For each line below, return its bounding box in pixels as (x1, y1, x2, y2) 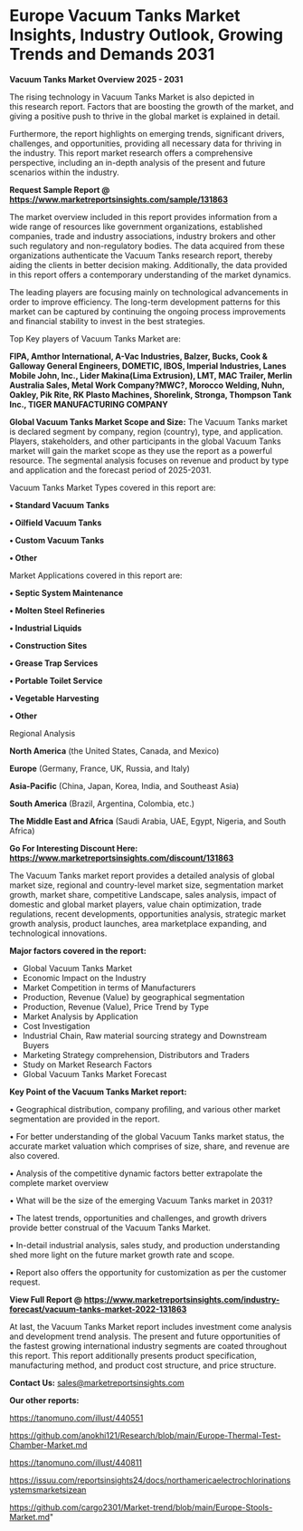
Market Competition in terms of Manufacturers (22, 982, 196, 993)
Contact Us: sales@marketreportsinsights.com (9, 1377, 185, 1388)
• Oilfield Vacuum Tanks (9, 517, 102, 528)
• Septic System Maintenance (9, 587, 124, 598)
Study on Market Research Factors (22, 1059, 152, 1070)
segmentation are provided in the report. (9, 1113, 160, 1124)
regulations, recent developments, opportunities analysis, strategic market (9, 908, 287, 920)
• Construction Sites (9, 640, 88, 650)
